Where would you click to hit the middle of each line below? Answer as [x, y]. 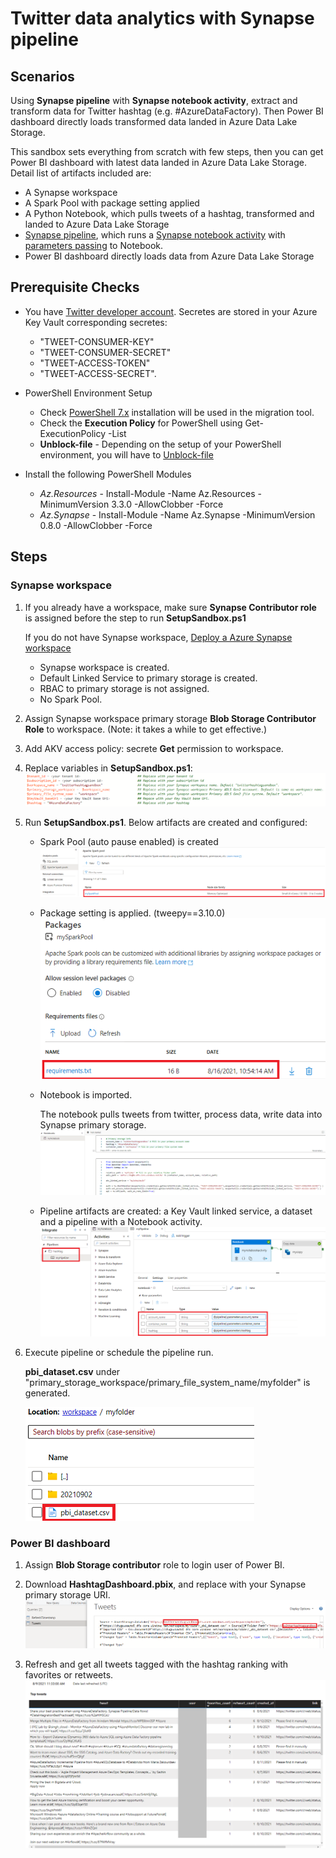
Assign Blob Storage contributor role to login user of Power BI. [154, 1564]
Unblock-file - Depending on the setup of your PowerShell [160, 444]
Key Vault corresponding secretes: [96, 322]
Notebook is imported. [86, 1094]
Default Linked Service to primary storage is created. [148, 678]
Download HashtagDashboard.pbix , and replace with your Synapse [165, 1584]
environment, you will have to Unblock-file [126, 454]
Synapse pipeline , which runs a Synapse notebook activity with [155, 235]
